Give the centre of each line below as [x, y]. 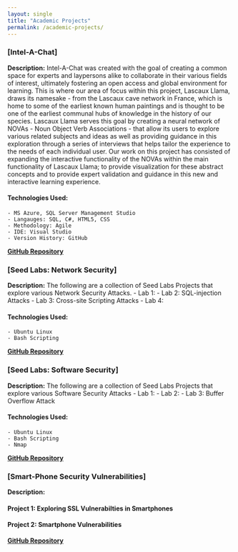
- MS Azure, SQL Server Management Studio [71, 213]
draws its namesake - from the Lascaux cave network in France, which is [115, 98]
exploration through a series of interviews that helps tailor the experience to [119, 144]
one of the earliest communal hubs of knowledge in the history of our [109, 113]
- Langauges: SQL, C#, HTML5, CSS [59, 219]
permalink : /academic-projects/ [55, 27]
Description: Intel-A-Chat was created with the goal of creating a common [117, 68]
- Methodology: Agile [40, 226]
